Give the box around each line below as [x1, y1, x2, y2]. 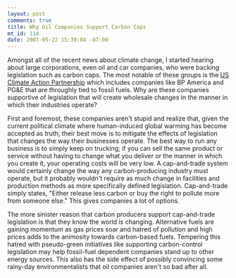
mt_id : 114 [7, 30, 39, 37]
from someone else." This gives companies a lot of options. [7, 196, 180, 205]
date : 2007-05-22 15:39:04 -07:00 [7, 37, 109, 44]
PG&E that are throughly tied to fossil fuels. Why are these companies [7, 86, 209, 94]
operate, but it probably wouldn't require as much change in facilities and [7, 174, 220, 183]
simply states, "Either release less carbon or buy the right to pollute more [7, 189, 220, 198]
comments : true [7, 17, 52, 24]
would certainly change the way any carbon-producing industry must [7, 167, 209, 175]
